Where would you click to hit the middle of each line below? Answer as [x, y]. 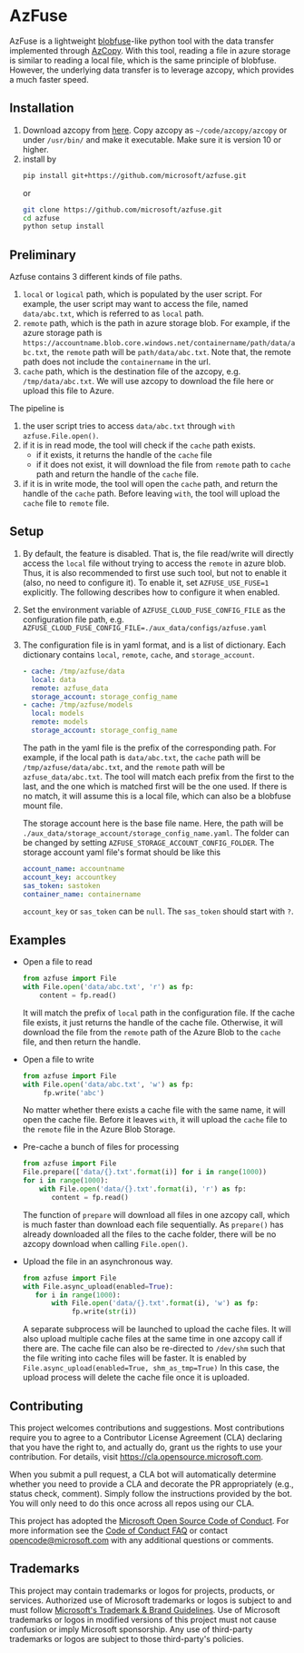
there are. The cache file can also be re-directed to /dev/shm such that [154, 1349]
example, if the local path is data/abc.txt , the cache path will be [142, 757]
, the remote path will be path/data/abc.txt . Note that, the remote [169, 352]
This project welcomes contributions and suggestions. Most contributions [147, 1428]
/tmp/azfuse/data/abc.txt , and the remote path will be [123, 767]
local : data [54, 679]
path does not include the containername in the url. [117, 362]
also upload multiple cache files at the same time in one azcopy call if [152, 1339]
